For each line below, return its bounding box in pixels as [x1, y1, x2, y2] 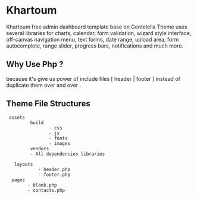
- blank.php [27, 182, 58, 188]
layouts [14, 161, 33, 167]
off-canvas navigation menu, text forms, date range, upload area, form [6, 36, 179, 43]
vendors [30, 146, 49, 151]
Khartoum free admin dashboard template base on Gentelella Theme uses [6, 23, 187, 30]
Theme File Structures [6, 99, 90, 109]
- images [48, 140, 70, 146]
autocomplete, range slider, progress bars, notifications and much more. [6, 42, 183, 49]
